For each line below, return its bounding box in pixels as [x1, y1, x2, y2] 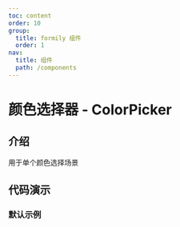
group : [8, 26, 30, 34]
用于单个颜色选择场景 [8, 157, 78, 167]
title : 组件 [15, 57, 54, 65]
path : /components [15, 64, 78, 72]
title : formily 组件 [15, 34, 82, 42]
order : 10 [8, 19, 42, 27]
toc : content [8, 11, 52, 20]
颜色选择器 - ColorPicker [8, 101, 172, 118]
